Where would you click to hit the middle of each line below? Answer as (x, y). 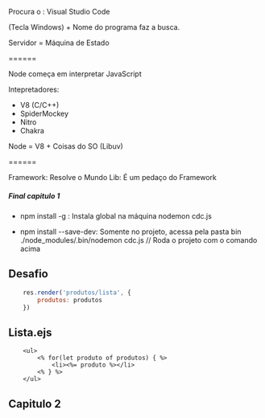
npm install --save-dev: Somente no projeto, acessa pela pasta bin (130, 232)
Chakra (32, 131)
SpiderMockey (44, 113)
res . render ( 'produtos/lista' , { (77, 293)
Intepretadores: (34, 89)
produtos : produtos (70, 300)
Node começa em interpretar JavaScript (75, 74)
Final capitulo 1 (34, 195)
